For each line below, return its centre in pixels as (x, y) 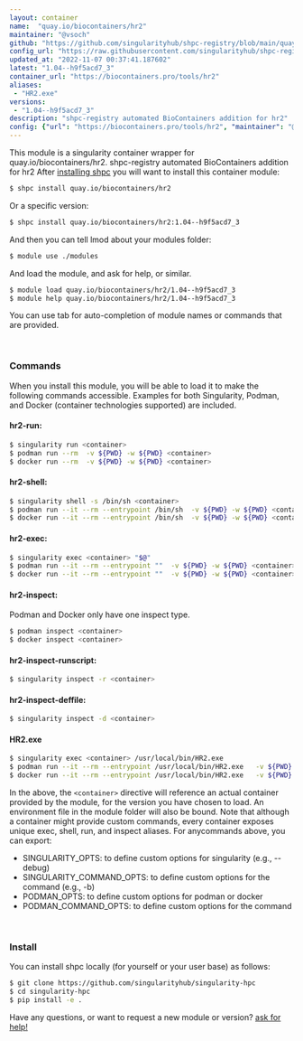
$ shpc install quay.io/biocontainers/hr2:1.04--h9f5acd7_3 (125, 222)
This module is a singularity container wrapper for (102, 153)
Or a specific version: (49, 205)
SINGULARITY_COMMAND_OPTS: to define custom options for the (146, 877)
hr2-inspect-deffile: (48, 699)
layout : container (44, 18)
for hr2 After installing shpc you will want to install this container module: (145, 172)
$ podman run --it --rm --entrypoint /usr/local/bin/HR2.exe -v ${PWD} (151, 767)
